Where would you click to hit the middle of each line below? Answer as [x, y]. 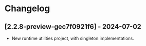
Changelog [27, 9]
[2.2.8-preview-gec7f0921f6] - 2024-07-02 [73, 27]
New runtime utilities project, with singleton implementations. [73, 38]
